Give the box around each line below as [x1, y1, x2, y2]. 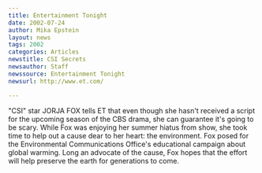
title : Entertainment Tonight [8, 11, 108, 20]
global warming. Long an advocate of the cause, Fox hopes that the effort [8, 147, 248, 157]
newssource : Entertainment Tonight [8, 70, 125, 78]
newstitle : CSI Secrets [8, 56, 87, 64]
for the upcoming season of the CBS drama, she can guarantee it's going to [8, 114, 254, 123]
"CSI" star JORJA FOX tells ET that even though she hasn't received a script [8, 105, 256, 115]
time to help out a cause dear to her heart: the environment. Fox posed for [8, 131, 249, 140]
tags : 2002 [8, 41, 44, 49]
